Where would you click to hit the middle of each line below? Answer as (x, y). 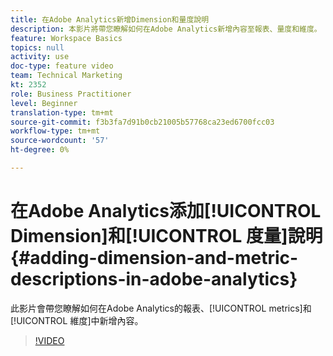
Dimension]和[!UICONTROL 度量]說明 (166, 236)
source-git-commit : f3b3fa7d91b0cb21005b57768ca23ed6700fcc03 (142, 122)
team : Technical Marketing (66, 76)
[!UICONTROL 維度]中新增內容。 (77, 320)
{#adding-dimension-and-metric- (154, 258)
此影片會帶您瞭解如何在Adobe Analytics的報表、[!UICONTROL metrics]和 (161, 308)
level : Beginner (44, 103)
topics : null (37, 47)
